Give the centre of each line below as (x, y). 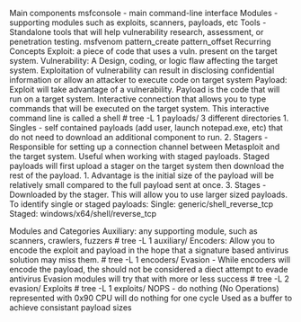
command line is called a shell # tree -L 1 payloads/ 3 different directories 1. (149, 118)
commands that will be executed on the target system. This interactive (139, 108)
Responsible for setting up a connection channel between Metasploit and (145, 147)
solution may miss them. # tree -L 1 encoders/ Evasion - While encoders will (150, 259)
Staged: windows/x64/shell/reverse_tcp (83, 214)
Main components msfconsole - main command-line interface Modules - (144, 13)
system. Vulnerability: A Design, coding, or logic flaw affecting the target (144, 61)
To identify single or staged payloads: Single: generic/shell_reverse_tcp (142, 204)
